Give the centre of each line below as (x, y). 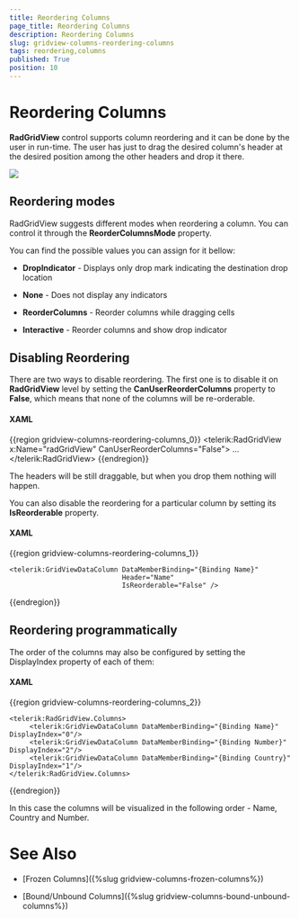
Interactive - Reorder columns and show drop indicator (124, 329)
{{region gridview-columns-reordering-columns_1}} (104, 553)
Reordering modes (62, 202)
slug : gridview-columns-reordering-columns (92, 43)
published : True (40, 59)
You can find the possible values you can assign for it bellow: (123, 250)
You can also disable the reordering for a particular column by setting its (143, 503)
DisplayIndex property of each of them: (82, 662)
